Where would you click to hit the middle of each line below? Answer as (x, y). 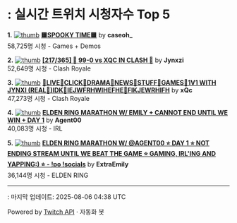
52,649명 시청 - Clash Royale (49, 68)
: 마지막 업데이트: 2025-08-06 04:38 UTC (67, 197)
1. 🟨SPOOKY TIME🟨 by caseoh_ (70, 35)
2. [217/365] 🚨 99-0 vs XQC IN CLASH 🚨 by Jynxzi (96, 60)
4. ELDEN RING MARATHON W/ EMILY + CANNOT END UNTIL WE (117, 112)
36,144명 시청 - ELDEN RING (48, 175)
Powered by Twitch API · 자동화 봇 (56, 212)
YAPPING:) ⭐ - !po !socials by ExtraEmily (68, 164)
